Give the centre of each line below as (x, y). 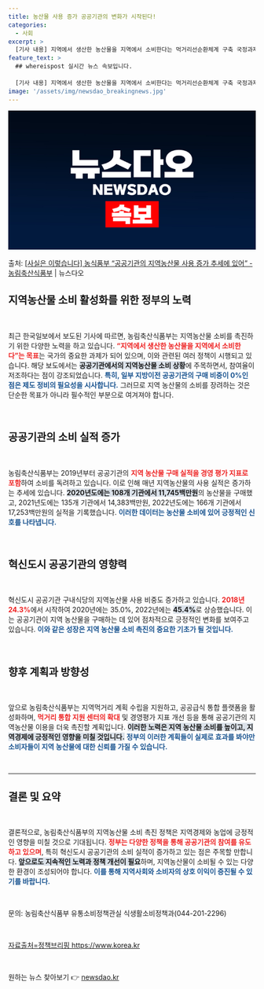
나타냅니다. (40, 522)
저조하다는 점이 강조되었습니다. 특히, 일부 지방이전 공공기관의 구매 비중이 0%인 (128, 375)
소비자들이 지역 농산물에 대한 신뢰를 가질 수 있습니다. (88, 747)
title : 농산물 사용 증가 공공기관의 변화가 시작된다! (82, 17)
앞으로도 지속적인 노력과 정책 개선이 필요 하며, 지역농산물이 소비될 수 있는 (129, 862)
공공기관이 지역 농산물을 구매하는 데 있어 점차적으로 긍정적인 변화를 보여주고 (133, 620)
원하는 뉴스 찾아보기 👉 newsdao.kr (64, 977)
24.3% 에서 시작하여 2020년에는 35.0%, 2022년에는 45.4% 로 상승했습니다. (126, 610)
